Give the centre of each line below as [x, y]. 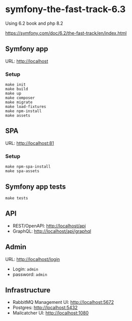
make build [17, 89]
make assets [18, 116]
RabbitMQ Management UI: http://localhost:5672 [63, 302]
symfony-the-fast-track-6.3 [65, 9]
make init [16, 85]
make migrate [19, 102]
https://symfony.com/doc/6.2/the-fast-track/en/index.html [66, 33]
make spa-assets [22, 171]
